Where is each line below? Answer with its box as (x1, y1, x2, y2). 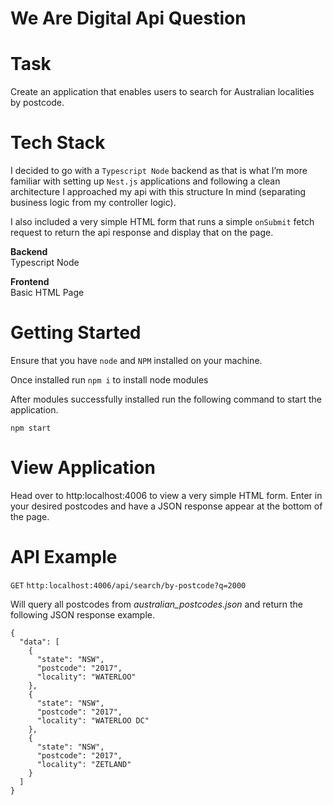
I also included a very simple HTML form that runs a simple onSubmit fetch (10, 216, 315, 228)
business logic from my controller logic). (10, 197, 177, 209)
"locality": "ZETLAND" (36, 759, 132, 769)
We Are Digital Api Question (10, 7, 247, 30)
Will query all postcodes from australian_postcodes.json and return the (10, 598, 303, 610)
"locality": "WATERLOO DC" (36, 715, 150, 726)
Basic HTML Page (10, 287, 85, 299)
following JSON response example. (10, 608, 155, 621)
